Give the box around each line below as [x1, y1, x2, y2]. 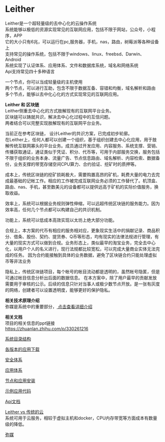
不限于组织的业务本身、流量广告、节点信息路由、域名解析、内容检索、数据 [5, 155, 156, 161]
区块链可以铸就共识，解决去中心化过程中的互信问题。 [5, 114, 113, 120]
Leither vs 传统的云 [5, 409, 44, 414]
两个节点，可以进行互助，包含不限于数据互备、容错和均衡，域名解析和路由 [5, 85, 156, 91]
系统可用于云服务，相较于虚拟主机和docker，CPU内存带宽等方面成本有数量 [5, 415, 158, 421]
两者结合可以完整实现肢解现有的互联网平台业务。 [5, 120, 104, 126]
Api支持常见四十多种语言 [5, 68, 55, 74]
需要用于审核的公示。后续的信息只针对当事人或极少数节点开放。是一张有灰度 [5, 281, 160, 287]
